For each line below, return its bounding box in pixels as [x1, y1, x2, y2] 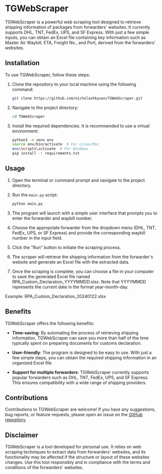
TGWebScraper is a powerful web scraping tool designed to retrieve [5, 19, 141, 25]
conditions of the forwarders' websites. [5, 465, 84, 471]
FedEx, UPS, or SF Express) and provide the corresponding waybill [12, 229, 146, 236]
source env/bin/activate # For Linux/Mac [12, 142, 99, 147]
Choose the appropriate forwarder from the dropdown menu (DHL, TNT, [12, 225, 156, 230]
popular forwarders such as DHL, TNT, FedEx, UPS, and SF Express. [12, 374, 149, 380]
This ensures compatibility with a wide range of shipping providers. [12, 380, 147, 386]
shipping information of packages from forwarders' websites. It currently [5, 24, 150, 30]
